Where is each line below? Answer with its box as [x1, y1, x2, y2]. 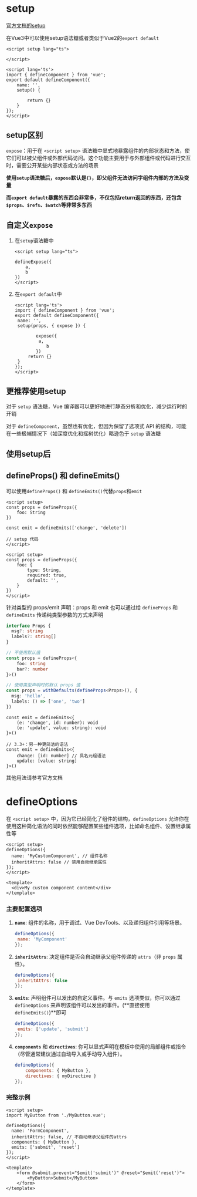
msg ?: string [11, 628, 43, 634]
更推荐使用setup [6, 386, 66, 396]
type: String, [27, 567, 62, 573]
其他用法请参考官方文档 [6, 774, 63, 781]
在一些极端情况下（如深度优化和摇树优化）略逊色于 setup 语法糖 [6, 430, 161, 437]
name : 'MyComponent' [17, 936, 68, 942]
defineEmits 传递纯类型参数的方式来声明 [6, 611, 104, 618]
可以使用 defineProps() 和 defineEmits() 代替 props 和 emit [6, 487, 142, 494]
